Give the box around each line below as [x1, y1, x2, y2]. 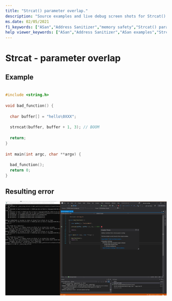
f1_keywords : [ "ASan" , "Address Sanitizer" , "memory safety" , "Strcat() [5, 25, 157, 30]
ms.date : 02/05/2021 [5, 19, 50, 24]
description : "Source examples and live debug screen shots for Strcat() [5, 13, 166, 19]
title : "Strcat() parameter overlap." [5, 8, 88, 13]
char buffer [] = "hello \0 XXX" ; [10, 114, 77, 119]
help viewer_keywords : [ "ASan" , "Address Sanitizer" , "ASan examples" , [5, 30, 157, 35]
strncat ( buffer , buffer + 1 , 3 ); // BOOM [10, 125, 100, 130]
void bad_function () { [5, 103, 54, 108]
